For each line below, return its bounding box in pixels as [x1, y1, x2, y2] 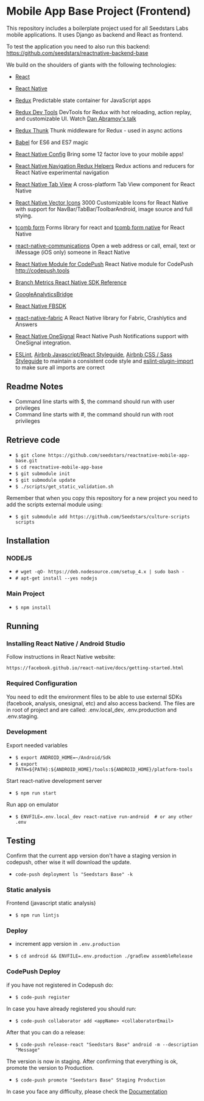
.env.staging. [6, 713, 39, 720]
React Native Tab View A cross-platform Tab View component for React [15, 180, 195, 187]
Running [6, 621, 40, 631]
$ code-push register [15, 994, 70, 1000]
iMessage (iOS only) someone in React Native [15, 249, 130, 256]
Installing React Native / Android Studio [6, 639, 125, 648]
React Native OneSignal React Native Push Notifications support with [15, 332, 189, 340]
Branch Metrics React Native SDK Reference [15, 278, 127, 286]
